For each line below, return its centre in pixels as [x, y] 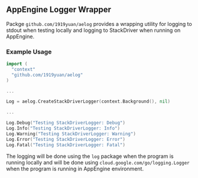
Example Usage [29, 51]
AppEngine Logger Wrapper [59, 10]
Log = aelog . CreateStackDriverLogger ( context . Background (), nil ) [88, 102]
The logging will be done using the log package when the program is [90, 156]
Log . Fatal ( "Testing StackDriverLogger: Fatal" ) [66, 145]
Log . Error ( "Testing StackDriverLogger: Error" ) [66, 139]
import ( [17, 64]
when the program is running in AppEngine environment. [75, 169]
